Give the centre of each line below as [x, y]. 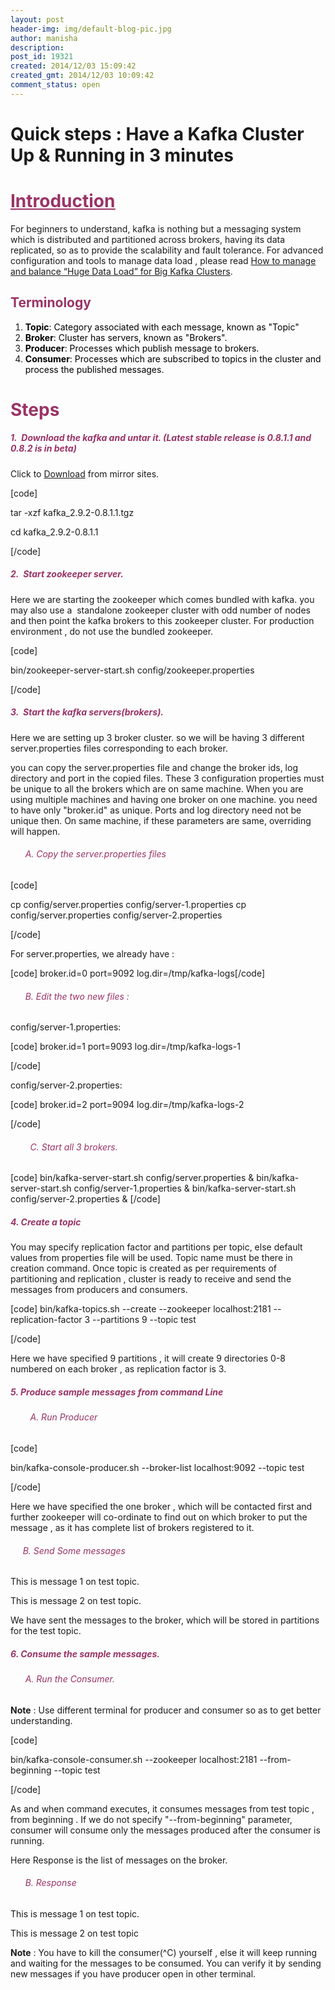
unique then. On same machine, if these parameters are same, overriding [161, 820]
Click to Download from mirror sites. [85, 473]
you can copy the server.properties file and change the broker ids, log [154, 767]
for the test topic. [46, 1631]
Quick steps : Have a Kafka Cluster [157, 133]
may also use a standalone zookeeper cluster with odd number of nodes [160, 610]
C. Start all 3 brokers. [73, 1147]
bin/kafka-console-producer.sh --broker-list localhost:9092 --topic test [157, 1467]
